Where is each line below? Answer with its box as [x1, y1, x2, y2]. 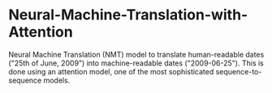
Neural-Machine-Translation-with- [8, 6, 248, 24]
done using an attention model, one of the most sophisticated [8, 66, 214, 76]
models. [43, 75, 71, 85]
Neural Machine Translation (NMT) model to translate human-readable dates [8, 49, 265, 59]
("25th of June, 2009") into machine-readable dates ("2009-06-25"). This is [8, 58, 264, 68]
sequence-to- [215, 66, 262, 76]
